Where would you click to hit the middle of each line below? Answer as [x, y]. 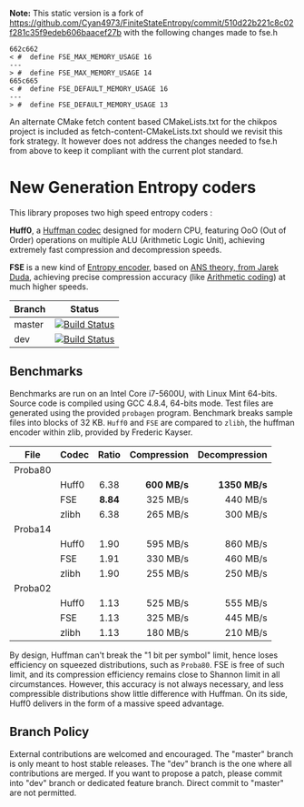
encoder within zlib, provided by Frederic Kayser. [101, 432]
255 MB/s [167, 573]
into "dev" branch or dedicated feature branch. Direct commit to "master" [147, 782]
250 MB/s [246, 573]
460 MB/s [246, 559]
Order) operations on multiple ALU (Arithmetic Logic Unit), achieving [137, 239]
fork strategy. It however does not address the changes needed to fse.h [144, 141]
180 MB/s [167, 632]
